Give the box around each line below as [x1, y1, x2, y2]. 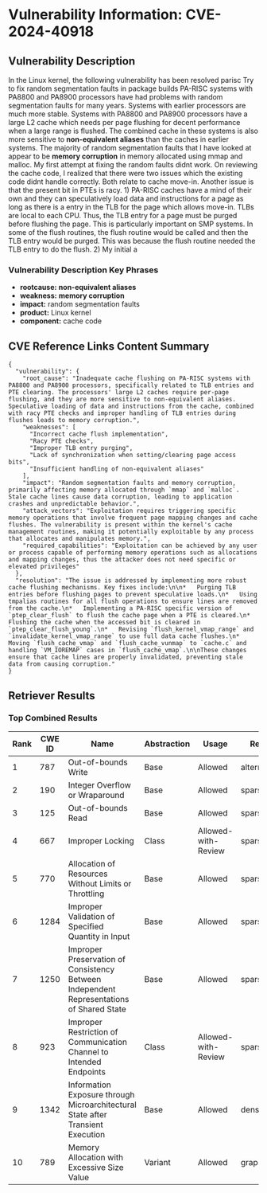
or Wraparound [68, 789, 125, 800]
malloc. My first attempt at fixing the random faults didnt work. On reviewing [8, 160, 258, 169]
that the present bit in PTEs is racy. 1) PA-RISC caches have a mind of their [8, 186, 252, 194]
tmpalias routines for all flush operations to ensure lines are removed [8, 597, 258, 606]
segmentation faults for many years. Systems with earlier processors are [8, 101, 246, 110]
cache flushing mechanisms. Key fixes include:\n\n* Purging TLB [8, 584, 237, 592]
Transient [68, 1119, 103, 1130]
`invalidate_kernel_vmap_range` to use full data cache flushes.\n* [8, 632, 240, 640]
